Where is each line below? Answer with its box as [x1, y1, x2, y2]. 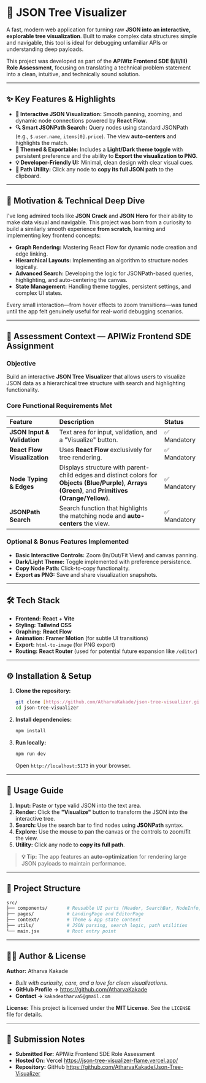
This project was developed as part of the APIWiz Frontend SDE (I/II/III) [6, 57, 188, 65]
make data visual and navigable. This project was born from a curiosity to [6, 218, 192, 226]
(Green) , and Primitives [59, 486, 129, 495]
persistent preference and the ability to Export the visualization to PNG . [15, 152, 198, 159]
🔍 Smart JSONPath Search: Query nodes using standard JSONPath [15, 123, 188, 131]
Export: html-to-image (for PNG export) [15, 641, 115, 648]
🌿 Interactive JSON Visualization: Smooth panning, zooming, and [15, 110, 183, 117]
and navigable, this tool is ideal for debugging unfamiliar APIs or [6, 39, 168, 46]
